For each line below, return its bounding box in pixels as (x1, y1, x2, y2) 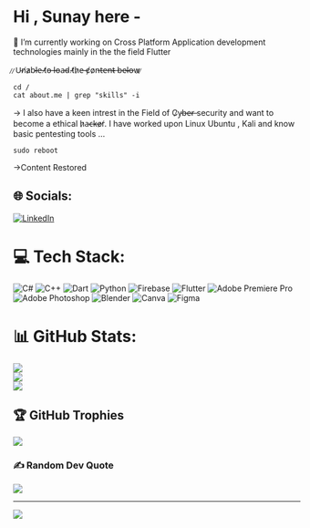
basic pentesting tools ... (13, 128, 106, 139)
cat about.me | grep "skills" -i (13, 90, 140, 99)
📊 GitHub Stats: (13, 326, 138, 347)
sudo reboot (13, 146, 58, 155)
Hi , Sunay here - (13, 6, 141, 27)
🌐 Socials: (13, 189, 73, 204)
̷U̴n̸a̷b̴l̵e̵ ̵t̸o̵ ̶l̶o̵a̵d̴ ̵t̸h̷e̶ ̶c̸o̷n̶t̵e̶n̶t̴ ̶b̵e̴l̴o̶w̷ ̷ (13, 64, 143, 75)
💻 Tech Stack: (13, 246, 126, 266)
